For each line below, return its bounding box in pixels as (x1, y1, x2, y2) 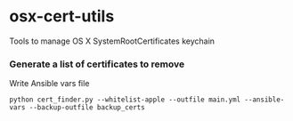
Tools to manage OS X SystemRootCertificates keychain (9, 36, 216, 46)
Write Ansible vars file (9, 78, 90, 89)
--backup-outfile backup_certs (28, 103, 145, 112)
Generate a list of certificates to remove (9, 58, 185, 70)
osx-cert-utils (9, 6, 115, 27)
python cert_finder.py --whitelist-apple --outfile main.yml (9, 95, 241, 104)
